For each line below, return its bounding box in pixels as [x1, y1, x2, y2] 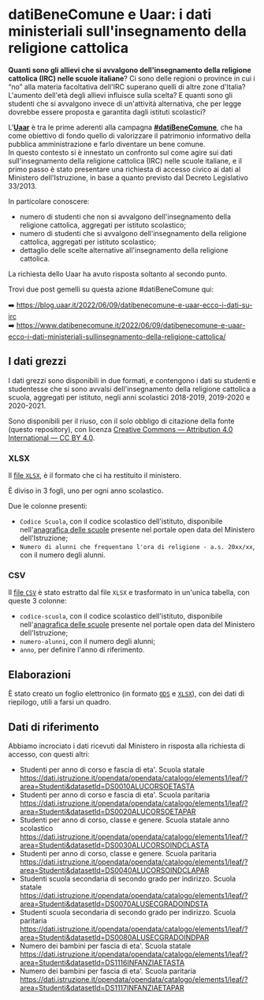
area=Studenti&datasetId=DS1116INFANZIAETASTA [19, 957, 185, 967]
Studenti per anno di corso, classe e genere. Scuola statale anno [19, 815, 230, 825]
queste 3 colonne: [8, 596, 67, 606]
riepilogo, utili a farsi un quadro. [8, 697, 112, 707]
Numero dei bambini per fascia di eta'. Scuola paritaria [19, 966, 197, 976]
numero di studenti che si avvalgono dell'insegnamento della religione [19, 228, 247, 238]
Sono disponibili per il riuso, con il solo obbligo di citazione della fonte [8, 416, 235, 426]
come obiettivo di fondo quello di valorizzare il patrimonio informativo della [8, 130, 251, 140]
